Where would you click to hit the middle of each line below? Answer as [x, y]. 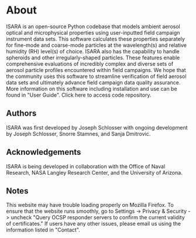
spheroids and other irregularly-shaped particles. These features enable [93, 57]
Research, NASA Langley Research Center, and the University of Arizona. [94, 172]
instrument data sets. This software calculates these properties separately [96, 39]
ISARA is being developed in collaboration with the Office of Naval [86, 166]
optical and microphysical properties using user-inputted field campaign [93, 32]
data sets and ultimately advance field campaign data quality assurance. [93, 82]
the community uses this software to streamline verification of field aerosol [96, 76]
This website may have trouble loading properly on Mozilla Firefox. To [90, 205]
